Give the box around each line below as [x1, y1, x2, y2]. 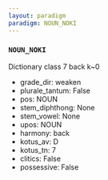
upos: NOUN [19, 119, 62, 129]
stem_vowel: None [19, 111, 81, 121]
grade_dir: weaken [19, 77, 82, 86]
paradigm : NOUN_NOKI [8, 19, 78, 27]
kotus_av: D [19, 137, 58, 146]
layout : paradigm [8, 11, 66, 20]
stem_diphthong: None [19, 102, 95, 112]
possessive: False [19, 162, 79, 172]
